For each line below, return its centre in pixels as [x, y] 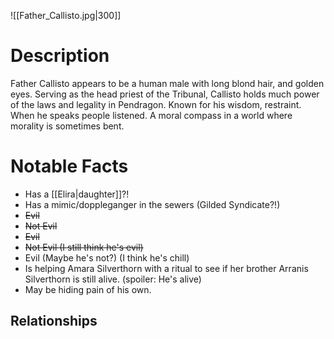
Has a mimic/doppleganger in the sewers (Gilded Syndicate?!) [152, 204]
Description [60, 56]
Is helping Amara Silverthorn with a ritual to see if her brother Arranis [166, 268]
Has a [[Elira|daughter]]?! [77, 194]
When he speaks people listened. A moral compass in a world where [151, 115]
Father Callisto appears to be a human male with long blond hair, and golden [167, 83]
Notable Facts [69, 166]
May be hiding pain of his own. [88, 289]
